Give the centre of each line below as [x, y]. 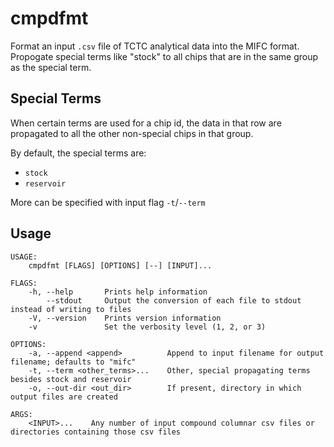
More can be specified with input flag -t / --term [108, 202]
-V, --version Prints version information [125, 318]
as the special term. [51, 67]
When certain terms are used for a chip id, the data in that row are [146, 123]
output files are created [64, 397]
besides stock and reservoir [71, 379]
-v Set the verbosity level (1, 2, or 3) [147, 327]
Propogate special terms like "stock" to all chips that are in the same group [164, 56]
